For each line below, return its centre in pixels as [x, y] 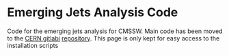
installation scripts [33, 45]
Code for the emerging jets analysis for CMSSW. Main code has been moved [115, 31]
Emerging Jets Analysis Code [93, 12]
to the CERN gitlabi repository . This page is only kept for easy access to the [113, 38]
